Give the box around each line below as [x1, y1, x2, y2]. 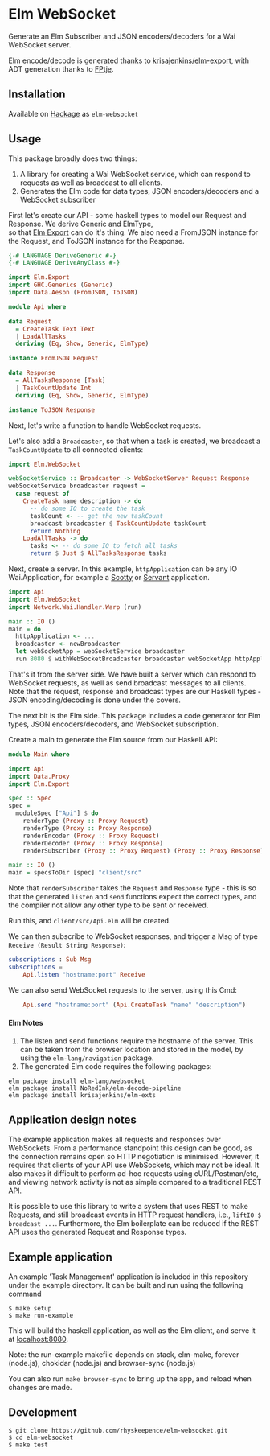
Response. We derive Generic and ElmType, [8, 219, 153, 228]
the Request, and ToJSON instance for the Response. [8, 236, 185, 245]
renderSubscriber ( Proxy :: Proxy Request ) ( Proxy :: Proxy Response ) [22, 846, 264, 855]
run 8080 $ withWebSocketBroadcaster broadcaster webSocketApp [15, 655, 231, 664]
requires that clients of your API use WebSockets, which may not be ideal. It [8, 1160, 260, 1170]
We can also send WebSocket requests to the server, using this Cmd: [8, 985, 237, 994]
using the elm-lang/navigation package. [19, 1053, 154, 1063]
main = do [8, 625, 42, 633]
